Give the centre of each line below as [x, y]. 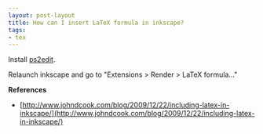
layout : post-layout [42, 15]
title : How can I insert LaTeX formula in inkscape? [96, 23]
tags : [17, 30]
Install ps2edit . [32, 60]
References [27, 90]
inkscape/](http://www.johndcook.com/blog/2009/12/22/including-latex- [137, 114]
